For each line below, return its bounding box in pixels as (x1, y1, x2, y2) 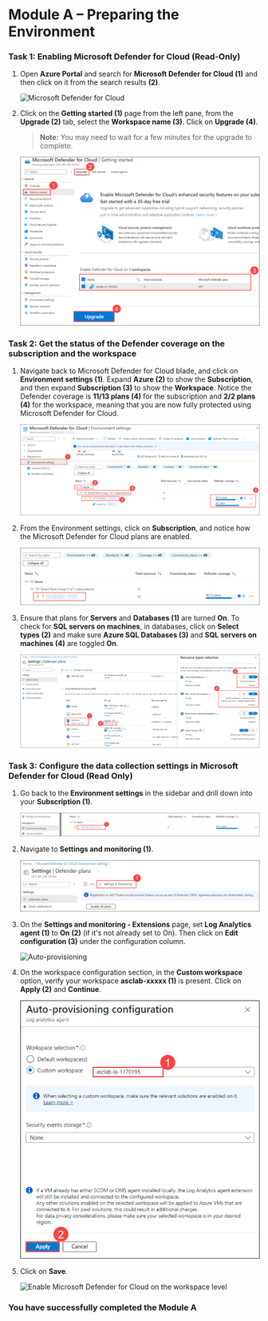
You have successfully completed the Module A (8, 1302, 197, 1313)
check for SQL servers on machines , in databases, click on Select (19, 621, 239, 631)
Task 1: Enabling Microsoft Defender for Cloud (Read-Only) (8, 51, 241, 62)
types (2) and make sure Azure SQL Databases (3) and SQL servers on (19, 629, 258, 640)
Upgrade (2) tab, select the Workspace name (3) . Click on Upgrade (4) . (19, 117, 258, 127)
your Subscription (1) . (19, 797, 93, 807)
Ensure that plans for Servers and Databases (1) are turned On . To (19, 613, 240, 622)
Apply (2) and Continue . (19, 984, 101, 994)
